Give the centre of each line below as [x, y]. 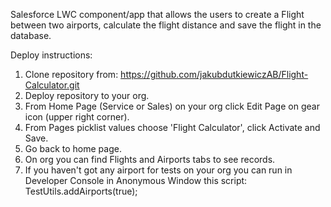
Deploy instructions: [51, 55]
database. [31, 35]
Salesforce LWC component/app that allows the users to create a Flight [157, 14]
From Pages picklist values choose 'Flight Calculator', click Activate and [172, 127]
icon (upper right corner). [77, 117]
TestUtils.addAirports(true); [81, 191]
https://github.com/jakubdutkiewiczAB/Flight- [214, 74]
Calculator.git [52, 85]
